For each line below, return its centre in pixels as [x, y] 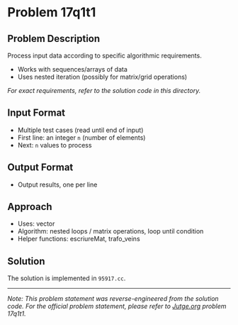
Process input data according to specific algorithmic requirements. [104, 55]
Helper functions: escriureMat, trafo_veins [79, 239]
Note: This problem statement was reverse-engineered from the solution [113, 299]
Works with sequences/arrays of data [72, 69]
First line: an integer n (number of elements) [81, 137]
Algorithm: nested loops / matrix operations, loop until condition [110, 231]
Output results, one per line [57, 184]
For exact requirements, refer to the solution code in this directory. [104, 90]
